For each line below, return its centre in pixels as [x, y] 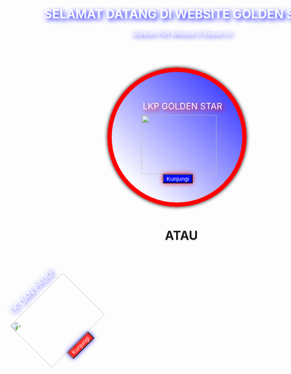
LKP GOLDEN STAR [182, 106]
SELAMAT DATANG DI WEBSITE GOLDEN [164, 14]
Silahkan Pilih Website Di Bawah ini [181, 33]
